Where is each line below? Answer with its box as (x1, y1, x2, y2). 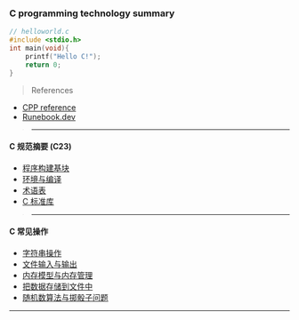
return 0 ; (25, 60, 62, 69)
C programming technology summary (9, 7, 175, 20)
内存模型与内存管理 (21, 269, 93, 280)
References (30, 84, 74, 95)
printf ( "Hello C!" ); (25, 52, 101, 60)
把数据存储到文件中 (21, 281, 93, 292)
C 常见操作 (9, 226, 49, 237)
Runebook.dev (21, 111, 76, 122)
